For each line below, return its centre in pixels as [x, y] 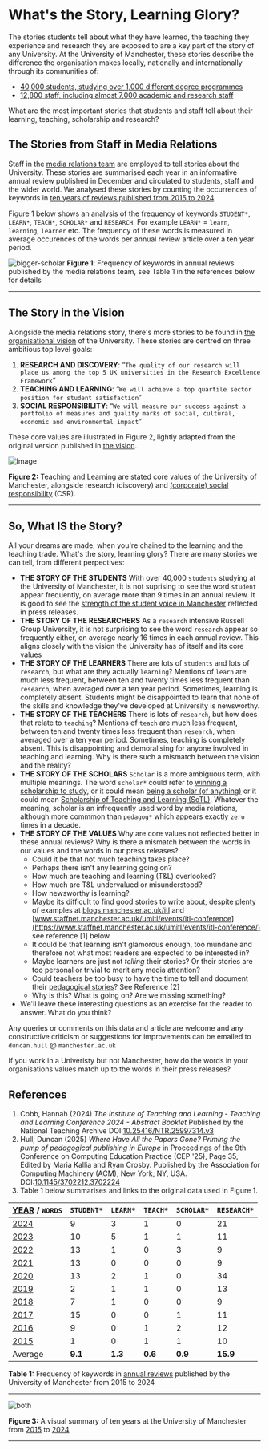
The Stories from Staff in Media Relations [113, 145]
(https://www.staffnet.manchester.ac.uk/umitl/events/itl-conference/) [146, 927]
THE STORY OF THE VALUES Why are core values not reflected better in [140, 834]
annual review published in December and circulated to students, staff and [131, 180]
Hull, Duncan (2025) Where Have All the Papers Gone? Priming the [130, 1140]
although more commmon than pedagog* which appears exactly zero [132, 816]
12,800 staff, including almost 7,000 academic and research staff [126, 95]
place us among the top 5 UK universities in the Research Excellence [140, 372]
